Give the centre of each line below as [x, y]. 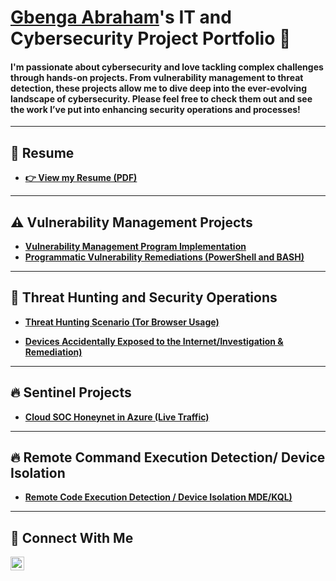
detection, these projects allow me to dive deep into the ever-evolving [159, 88]
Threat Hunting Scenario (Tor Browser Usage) [122, 322]
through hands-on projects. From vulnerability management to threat [157, 77]
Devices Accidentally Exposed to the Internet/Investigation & [154, 341]
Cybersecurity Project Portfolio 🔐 [151, 38]
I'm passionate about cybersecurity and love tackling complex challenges [167, 67]
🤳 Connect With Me [72, 537]
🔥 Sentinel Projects [71, 392]
